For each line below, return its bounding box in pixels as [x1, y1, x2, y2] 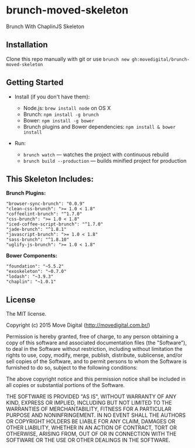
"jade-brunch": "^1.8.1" [6, 227, 67, 232]
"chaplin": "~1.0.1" [6, 279, 57, 285]
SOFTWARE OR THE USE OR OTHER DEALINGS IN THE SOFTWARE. [6, 437, 170, 444]
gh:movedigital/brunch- [131, 56, 190, 62]
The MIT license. [6, 310, 47, 317]
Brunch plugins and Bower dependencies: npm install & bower [23, 123, 176, 130]
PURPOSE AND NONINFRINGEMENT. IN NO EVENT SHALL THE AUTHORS [6, 412, 186, 419]
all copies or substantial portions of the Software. [6, 382, 125, 389]
